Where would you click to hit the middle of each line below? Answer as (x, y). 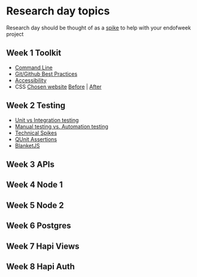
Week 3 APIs (31, 164)
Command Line (34, 67)
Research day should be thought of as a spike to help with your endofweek (99, 28)
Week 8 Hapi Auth (40, 266)
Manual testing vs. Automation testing (62, 126)
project (15, 34)
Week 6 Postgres (39, 226)
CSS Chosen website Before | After (58, 87)
